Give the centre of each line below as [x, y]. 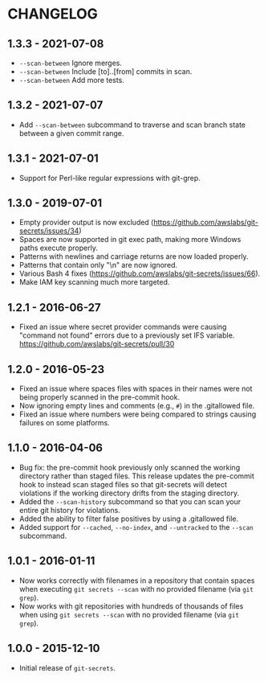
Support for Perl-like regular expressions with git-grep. [110, 178]
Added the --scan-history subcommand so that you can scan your [130, 501]
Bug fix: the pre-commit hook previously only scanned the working [130, 467]
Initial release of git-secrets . [67, 667]
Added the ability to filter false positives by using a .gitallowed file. [128, 519]
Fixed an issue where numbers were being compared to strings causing [138, 414]
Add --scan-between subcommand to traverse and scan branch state [132, 125]
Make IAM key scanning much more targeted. [94, 282]
